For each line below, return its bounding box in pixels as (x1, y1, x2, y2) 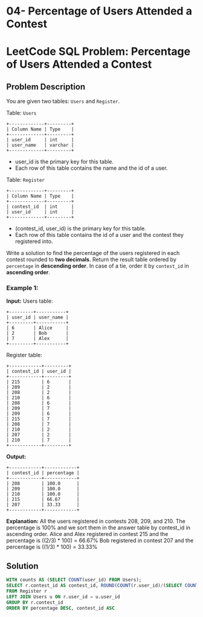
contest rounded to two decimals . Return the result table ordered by (6, 256, 177, 263)
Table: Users (6, 109, 37, 117)
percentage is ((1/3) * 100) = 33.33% (6, 543, 98, 551)
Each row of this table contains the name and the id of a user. (14, 164, 168, 172)
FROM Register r (6, 588, 47, 595)
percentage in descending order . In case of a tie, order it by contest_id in (6, 262, 189, 270)
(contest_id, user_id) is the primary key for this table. (14, 225, 146, 232)
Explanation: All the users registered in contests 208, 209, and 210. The (6, 518, 185, 525)
